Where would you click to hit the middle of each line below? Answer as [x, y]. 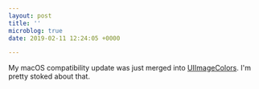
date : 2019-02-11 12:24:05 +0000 [64, 38]
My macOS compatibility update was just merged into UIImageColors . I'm [130, 68]
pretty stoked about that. [49, 76]
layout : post [30, 16]
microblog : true [35, 30]
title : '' [25, 23]
